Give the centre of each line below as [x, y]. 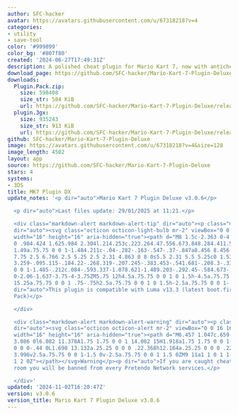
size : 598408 [39, 93]
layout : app [25, 159]
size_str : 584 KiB [47, 100]
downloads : [23, 80]
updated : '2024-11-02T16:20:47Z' [57, 387]
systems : [20, 178]
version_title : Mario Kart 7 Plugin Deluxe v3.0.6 [84, 401]
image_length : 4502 [36, 152]
